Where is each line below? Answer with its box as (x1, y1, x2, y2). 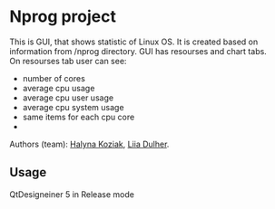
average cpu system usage (22, 101, 124, 112)
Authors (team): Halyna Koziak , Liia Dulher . (9, 138, 170, 149)
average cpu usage (22, 82, 95, 93)
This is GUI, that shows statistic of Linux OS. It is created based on (9, 36, 259, 47)
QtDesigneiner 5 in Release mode (9, 188, 134, 200)
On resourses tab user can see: (9, 55, 127, 66)
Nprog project (9, 6, 116, 27)
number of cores (22, 72, 86, 83)
